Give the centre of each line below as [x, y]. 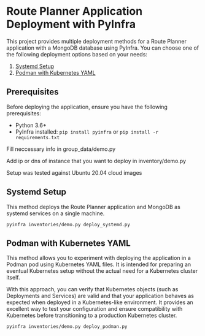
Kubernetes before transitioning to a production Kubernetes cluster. [92, 315]
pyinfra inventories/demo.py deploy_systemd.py [68, 224]
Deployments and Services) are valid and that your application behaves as [100, 296]
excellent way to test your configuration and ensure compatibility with [95, 309]
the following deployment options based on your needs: [77, 54]
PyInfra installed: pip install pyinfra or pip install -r [87, 132]
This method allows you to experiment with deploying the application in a [99, 258]
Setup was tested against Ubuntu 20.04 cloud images [74, 172]
